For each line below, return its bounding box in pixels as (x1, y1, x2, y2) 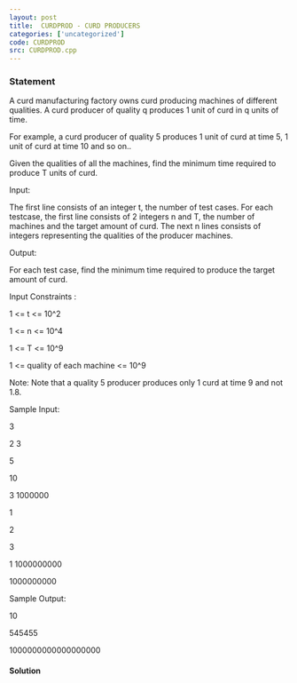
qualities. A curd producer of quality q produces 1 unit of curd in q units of (9, 105, 279, 115)
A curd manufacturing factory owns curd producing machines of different (9, 95, 277, 107)
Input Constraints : (9, 291, 77, 302)
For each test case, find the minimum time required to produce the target (9, 265, 276, 275)
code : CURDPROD (9, 37, 66, 47)
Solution (9, 665, 42, 676)
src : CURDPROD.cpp (9, 46, 77, 55)
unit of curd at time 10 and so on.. (9, 141, 132, 152)
